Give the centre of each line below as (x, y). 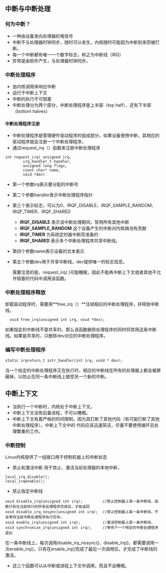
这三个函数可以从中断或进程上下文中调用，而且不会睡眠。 (71, 566)
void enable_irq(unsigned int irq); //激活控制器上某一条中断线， (80, 522)
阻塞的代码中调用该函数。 (43, 278)
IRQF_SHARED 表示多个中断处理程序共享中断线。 (70, 241)
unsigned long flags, (45, 166)
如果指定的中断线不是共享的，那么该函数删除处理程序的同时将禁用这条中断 (81, 330)
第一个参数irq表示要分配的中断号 (45, 184)
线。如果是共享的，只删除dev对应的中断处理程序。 (57, 336)
